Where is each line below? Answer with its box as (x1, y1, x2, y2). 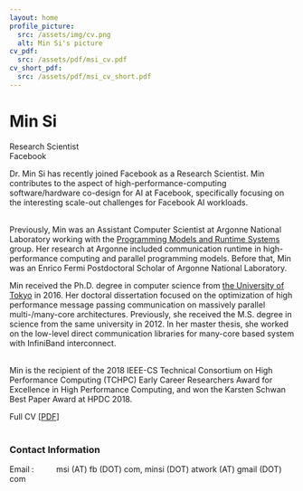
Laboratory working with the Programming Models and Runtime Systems (9, 233, 280, 244)
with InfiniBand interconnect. (9, 337, 117, 348)
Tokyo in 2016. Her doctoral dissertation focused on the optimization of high (9, 289, 293, 300)
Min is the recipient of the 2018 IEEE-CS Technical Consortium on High (9, 364, 273, 375)
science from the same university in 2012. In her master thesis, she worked (9, 318, 289, 329)
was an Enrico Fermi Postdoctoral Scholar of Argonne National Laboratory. (9, 262, 288, 273)
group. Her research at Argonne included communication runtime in (9, 243, 262, 254)
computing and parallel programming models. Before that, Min (60, 252, 292, 263)
